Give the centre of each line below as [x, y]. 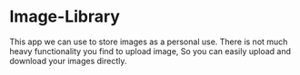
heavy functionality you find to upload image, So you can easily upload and [150, 51]
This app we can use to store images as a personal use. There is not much [149, 42]
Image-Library [65, 17]
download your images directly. [68, 61]
